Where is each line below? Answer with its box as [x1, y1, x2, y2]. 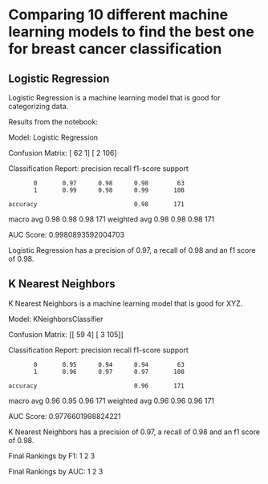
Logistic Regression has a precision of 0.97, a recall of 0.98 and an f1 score [8, 246, 256, 254]
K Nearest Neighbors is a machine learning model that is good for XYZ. [8, 299, 243, 308]
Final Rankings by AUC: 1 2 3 [8, 466, 104, 476]
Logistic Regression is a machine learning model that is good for [8, 93, 221, 102]
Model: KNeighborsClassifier [8, 314, 104, 323]
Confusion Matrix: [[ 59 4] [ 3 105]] [8, 329, 124, 339]
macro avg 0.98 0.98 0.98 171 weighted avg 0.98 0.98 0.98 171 [8, 214, 215, 224]
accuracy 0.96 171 [8, 381, 185, 390]
